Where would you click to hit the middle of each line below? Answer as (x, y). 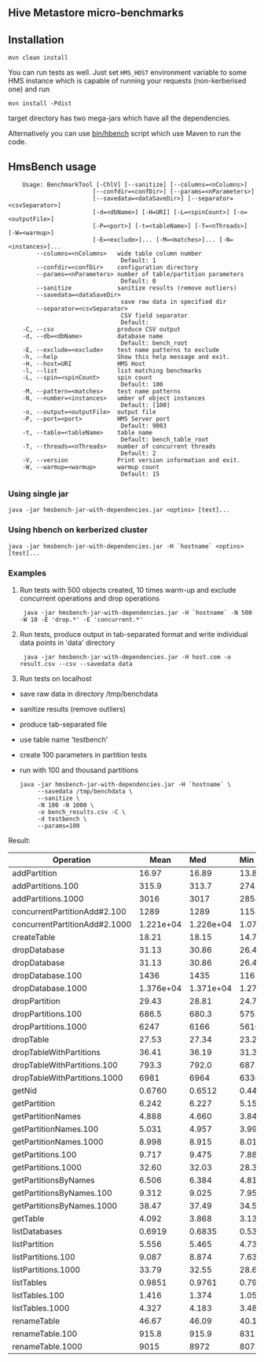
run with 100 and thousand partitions (79, 770)
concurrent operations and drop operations (89, 598)
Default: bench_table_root (165, 440)
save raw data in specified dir (173, 302)
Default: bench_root (154, 343)
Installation (36, 40)
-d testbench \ (62, 819)
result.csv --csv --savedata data (76, 664)
